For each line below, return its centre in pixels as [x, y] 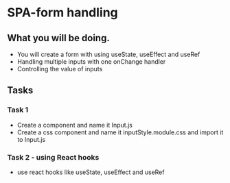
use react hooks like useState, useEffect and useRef [91, 172]
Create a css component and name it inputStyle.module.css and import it [120, 132]
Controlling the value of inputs [60, 69]
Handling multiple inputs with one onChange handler [91, 62]
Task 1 [18, 110]
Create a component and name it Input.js [74, 125]
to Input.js [31, 139]
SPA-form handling [62, 13]
